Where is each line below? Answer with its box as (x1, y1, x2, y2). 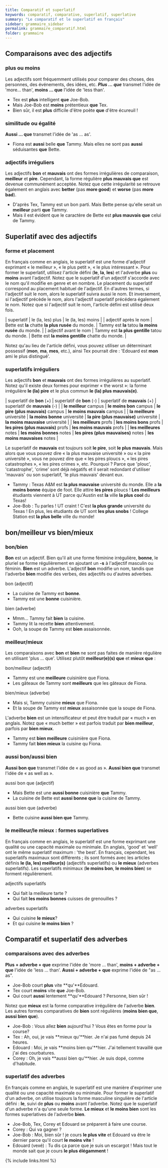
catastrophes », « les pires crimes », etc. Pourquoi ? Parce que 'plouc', (5, 461, 151, 467)
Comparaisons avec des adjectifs (5, 49, 112, 58)
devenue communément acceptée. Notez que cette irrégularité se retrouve (5, 181, 160, 187)
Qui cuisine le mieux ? (12, 915, 58, 921)
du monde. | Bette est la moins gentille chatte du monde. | (5, 333, 127, 339)
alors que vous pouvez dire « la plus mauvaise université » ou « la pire (5, 450, 151, 457)
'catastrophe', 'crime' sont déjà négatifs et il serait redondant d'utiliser (5, 467, 150, 473)
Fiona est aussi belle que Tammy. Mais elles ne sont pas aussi (12, 141, 142, 147)
